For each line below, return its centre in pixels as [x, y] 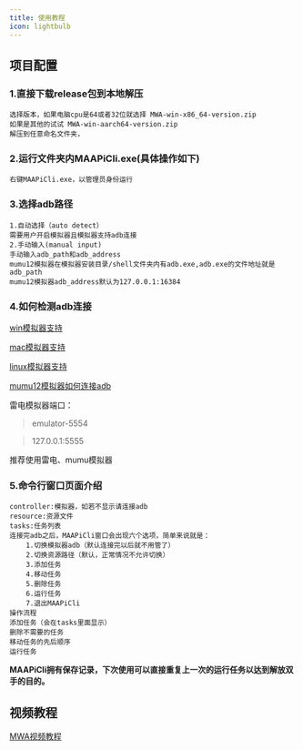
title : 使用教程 [37, 18]
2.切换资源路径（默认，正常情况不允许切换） [98, 555]
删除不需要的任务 [37, 633]
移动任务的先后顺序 [40, 643]
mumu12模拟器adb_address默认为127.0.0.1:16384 [95, 282]
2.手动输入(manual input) [56, 245]
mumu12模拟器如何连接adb [61, 386]
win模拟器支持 [36, 328]
